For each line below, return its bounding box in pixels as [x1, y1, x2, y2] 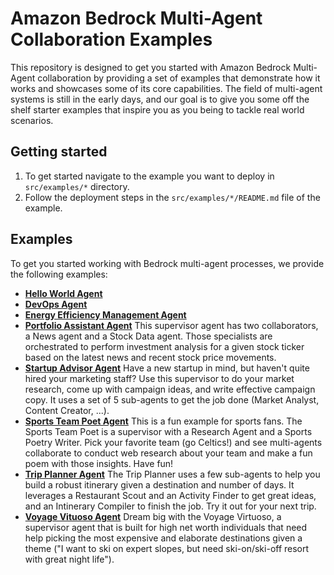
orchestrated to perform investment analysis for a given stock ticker [24, 340, 305, 352]
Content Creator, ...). [24, 404, 110, 416]
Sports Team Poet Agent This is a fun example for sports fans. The [24, 415, 303, 427]
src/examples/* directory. [24, 180, 130, 192]
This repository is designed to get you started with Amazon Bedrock [10, 61, 292, 73]
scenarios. [10, 114, 54, 126]
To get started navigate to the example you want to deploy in [24, 170, 275, 182]
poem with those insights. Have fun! [24, 457, 174, 469]
